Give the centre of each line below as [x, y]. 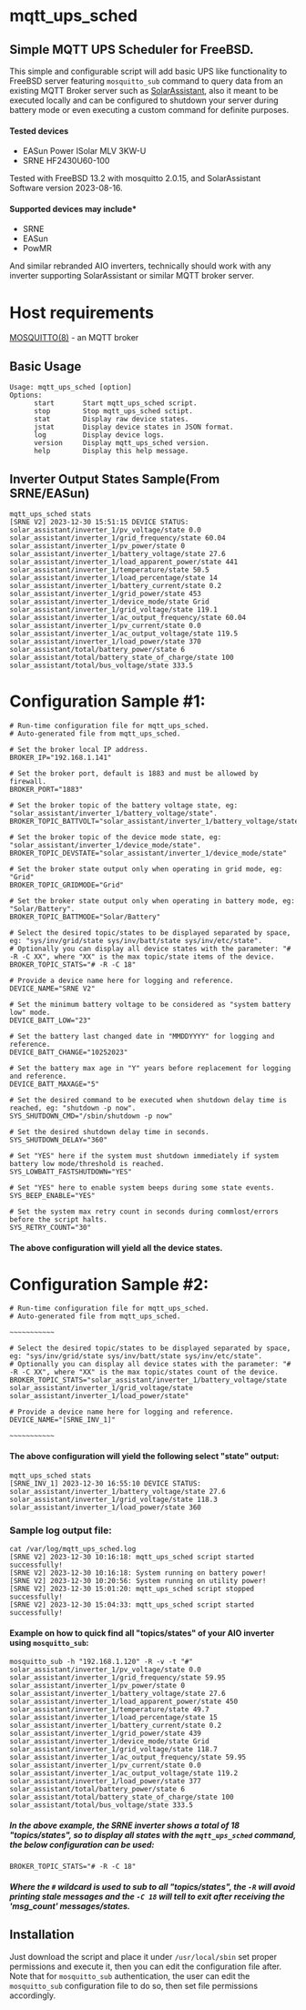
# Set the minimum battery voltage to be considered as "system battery [150, 1004]
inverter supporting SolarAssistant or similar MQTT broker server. [132, 276]
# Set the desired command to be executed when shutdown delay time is [148, 1100]
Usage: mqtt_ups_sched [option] [71, 388]
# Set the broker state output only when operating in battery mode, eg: [153, 901]
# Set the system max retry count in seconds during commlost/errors [144, 1212]
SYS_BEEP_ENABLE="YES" [52, 1195]
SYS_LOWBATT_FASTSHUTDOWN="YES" [71, 1172]
